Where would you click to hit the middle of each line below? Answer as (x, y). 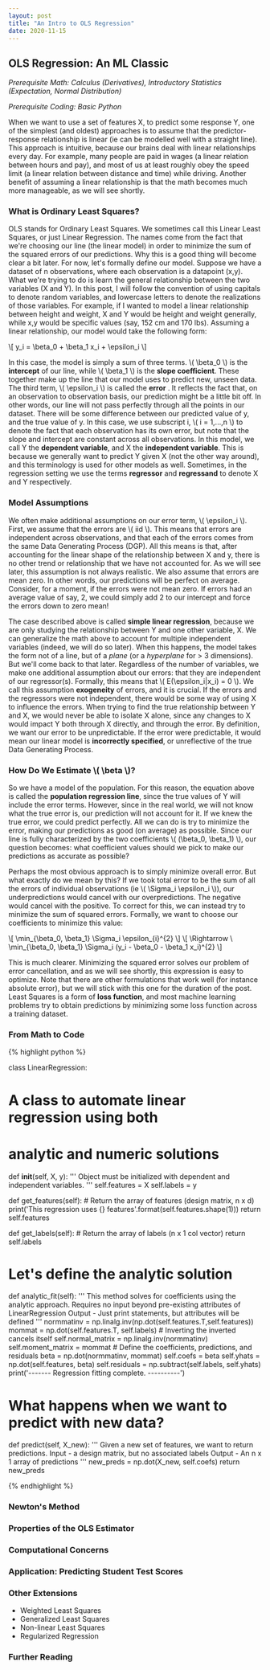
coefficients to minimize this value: (65, 923)
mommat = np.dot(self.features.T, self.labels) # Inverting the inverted (122, 1330)
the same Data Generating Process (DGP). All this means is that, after (123, 546)
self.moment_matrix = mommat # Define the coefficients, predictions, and (130, 1348)
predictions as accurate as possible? (69, 856)
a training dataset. (38, 1014)
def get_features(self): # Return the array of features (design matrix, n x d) (131, 1200)
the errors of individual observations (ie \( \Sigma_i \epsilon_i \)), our (121, 889)
